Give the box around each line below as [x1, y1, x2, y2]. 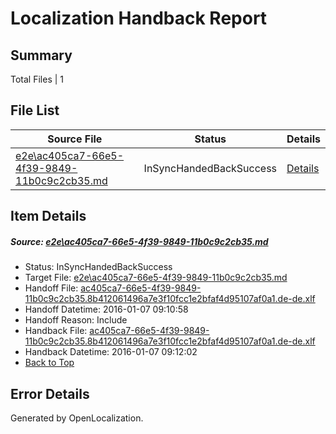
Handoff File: [24, 282, 79, 294]
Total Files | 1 [10, 73, 64, 85]
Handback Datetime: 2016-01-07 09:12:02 [24, 346, 198, 358]
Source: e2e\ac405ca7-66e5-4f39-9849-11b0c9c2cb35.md [10, 235, 269, 247]
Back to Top [24, 357, 75, 369]
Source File [47, 132, 103, 146]
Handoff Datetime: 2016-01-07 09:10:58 [24, 303, 189, 316]
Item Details [10, 208, 87, 225]
